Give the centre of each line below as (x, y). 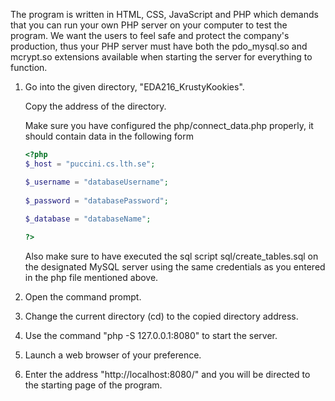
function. (29, 67)
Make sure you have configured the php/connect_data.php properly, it (169, 125)
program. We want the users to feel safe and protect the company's (150, 35)
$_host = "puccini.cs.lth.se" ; (90, 164)
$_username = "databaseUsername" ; (96, 182)
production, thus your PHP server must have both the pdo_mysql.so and (159, 46)
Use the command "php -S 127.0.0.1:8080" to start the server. (151, 335)
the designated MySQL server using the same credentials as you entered (175, 267)
